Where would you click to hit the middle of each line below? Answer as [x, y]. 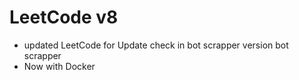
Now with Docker [59, 66]
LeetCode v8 [64, 17]
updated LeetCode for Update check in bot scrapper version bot [156, 45]
